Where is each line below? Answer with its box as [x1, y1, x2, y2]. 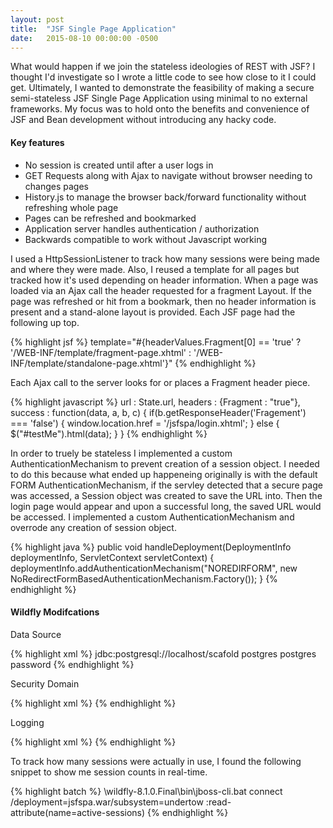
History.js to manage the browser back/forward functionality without [24, 191, 307, 203]
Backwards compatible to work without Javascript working [24, 233, 267, 245]
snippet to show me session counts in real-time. [10, 766, 208, 778]
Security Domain [10, 677, 80, 690]
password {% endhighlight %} [10, 658, 135, 670]
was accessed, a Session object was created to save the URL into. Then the [10, 489, 323, 501]
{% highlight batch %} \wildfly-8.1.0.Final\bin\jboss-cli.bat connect [10, 785, 283, 797]
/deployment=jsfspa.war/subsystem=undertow [10, 796, 204, 808]
